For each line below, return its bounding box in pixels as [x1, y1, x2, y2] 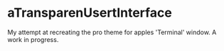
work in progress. [7, 35, 59, 43]
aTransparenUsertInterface [7, 5, 172, 21]
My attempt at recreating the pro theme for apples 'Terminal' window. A [7, 28, 217, 36]
